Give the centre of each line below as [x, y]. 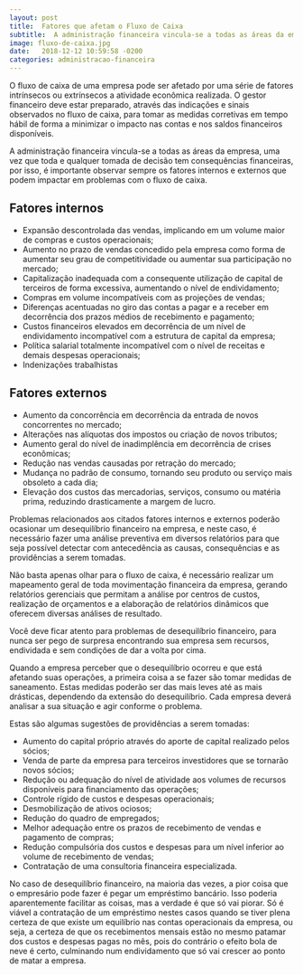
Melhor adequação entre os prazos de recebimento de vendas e [142, 828]
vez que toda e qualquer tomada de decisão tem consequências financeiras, [151, 161]
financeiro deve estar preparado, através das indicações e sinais [129, 104]
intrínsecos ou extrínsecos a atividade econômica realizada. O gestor [138, 95]
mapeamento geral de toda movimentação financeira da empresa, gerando [149, 584]
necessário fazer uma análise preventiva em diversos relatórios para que [144, 538]
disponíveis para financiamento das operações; [110, 789]
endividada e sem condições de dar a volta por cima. [108, 650]
